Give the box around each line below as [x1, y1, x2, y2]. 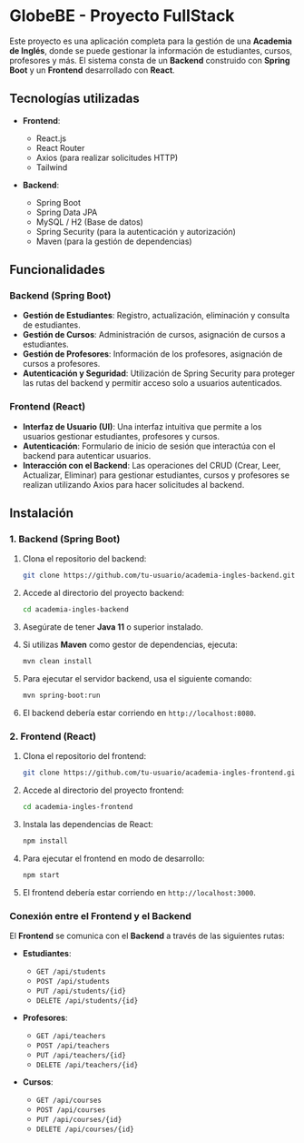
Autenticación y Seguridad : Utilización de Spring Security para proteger [22, 368, 295, 379]
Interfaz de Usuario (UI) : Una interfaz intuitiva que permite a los [22, 420, 262, 432]
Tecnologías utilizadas [9, 91, 140, 106]
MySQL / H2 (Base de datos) [35, 216, 143, 228]
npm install [22, 836, 68, 845]
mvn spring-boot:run [22, 691, 101, 701]
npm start [22, 870, 61, 879]
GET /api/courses [35, 1096, 103, 1106]
